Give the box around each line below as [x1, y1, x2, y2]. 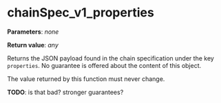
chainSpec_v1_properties [7, 5, 155, 21]
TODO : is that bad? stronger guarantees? [7, 88, 124, 96]
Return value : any [7, 41, 59, 49]
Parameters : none [7, 27, 59, 36]
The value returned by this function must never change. [7, 74, 165, 83]
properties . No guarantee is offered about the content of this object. [7, 61, 202, 69]
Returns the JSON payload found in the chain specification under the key [7, 54, 215, 62]
